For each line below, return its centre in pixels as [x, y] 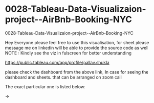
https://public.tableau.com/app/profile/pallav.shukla [57, 62]
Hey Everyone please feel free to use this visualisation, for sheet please [77, 42]
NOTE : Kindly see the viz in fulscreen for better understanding [68, 53]
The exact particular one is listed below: [45, 86]
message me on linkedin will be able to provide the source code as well [77, 48]
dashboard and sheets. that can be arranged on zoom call [64, 77]
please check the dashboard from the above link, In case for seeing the [77, 72]
